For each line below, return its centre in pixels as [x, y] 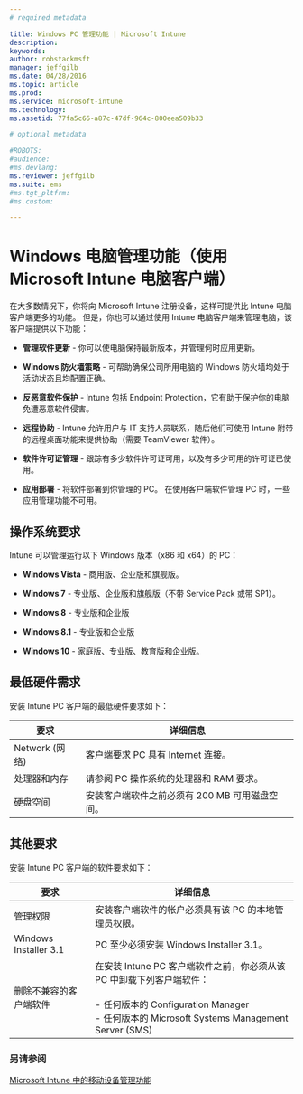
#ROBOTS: [26, 151]
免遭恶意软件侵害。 [58, 409]
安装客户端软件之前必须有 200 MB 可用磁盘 [177, 795]
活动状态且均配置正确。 [66, 378]
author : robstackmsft [50, 60]
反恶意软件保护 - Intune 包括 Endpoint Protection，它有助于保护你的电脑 [156, 398]
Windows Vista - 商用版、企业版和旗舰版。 [103, 574]
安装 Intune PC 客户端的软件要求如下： [81, 867]
